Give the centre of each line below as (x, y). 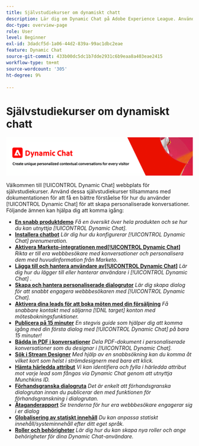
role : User (20, 31)
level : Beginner (26, 38)
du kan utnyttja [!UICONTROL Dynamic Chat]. (71, 228)
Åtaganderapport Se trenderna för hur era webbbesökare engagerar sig (103, 404)
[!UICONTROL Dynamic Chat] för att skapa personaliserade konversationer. (98, 204)
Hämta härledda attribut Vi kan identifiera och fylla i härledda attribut (100, 367)
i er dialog (27, 411)
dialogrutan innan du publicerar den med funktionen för (83, 392)
